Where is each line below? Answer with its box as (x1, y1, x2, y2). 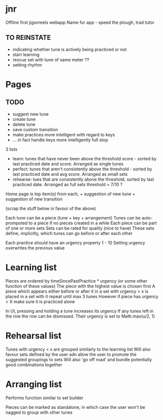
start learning (12, 51, 40, 57)
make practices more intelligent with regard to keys (12, 132, 115, 137)
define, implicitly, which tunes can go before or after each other (5, 230, 133, 236)
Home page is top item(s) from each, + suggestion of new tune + (5, 191, 135, 197)
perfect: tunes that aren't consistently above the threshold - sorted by (12, 166, 152, 172)
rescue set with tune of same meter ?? (12, 57, 89, 63)
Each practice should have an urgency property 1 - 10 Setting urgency (5, 239, 145, 246)
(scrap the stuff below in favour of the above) (5, 205, 97, 211)
